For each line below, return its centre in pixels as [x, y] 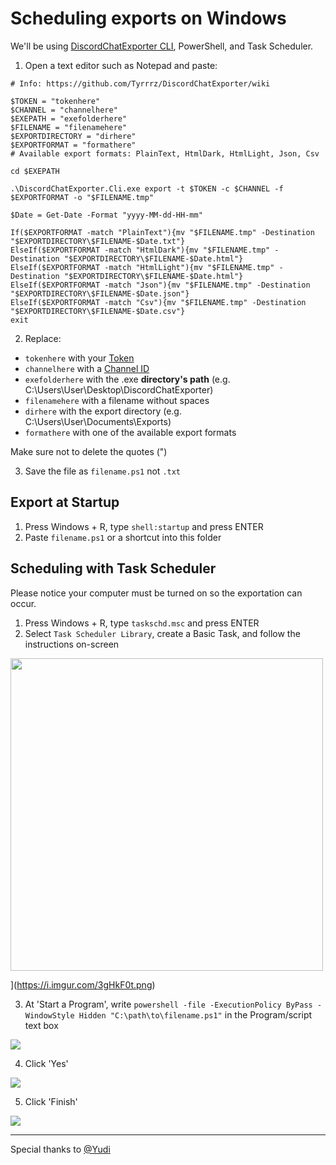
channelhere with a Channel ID [87, 368]
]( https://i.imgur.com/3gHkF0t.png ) [83, 984]
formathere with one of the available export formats [130, 432]
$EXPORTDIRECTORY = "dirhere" [73, 136]
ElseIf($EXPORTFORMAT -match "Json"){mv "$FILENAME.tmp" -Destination [160, 285]
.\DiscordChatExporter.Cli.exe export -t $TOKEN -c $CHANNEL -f [147, 188]
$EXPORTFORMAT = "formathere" [73, 145]
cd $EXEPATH [35, 171]
